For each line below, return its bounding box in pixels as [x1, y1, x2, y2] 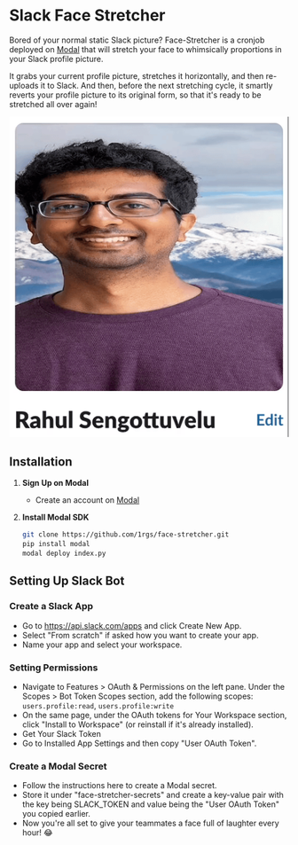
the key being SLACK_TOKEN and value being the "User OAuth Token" [21, 799, 279, 810]
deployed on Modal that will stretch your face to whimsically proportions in [9, 43, 282, 54]
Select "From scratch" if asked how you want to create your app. [21, 630, 259, 640]
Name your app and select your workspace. [21, 639, 183, 650]
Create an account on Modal [35, 495, 140, 505]
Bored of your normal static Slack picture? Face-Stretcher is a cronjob [9, 35, 265, 45]
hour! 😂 [21, 827, 53, 838]
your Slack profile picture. [9, 53, 104, 64]
